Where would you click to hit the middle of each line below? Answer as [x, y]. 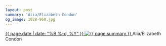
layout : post [19, 10]
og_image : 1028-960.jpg [30, 19]
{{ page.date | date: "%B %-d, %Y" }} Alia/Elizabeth [83, 34]
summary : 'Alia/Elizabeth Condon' [42, 15]
